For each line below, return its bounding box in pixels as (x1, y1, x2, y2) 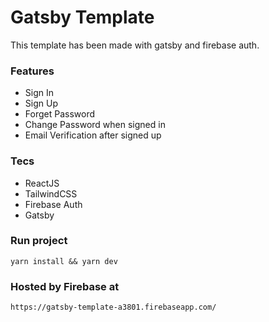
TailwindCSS (24, 187, 78, 200)
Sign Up (24, 97, 58, 110)
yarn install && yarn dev (10, 256, 118, 266)
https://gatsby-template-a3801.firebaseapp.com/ (10, 302, 217, 313)
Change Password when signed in (24, 119, 166, 131)
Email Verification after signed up (24, 129, 162, 141)
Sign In (24, 87, 54, 99)
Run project (10, 234, 68, 248)
